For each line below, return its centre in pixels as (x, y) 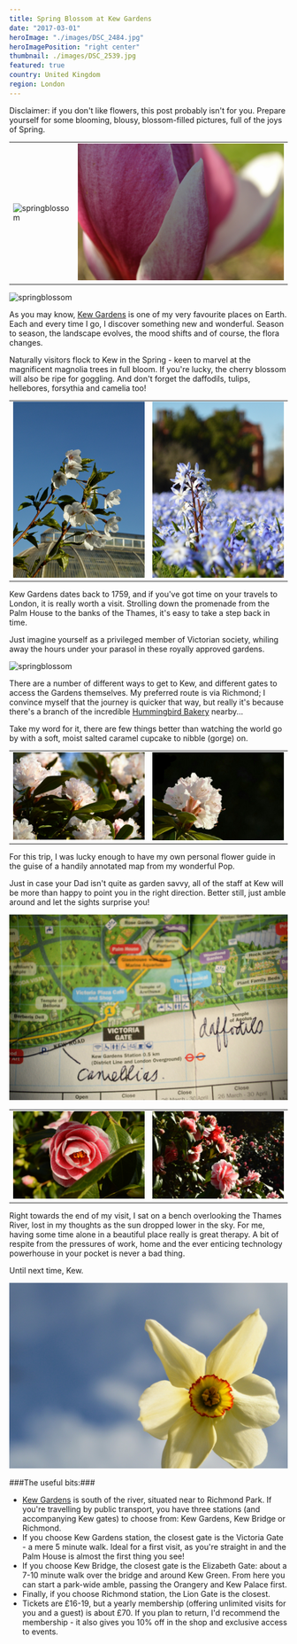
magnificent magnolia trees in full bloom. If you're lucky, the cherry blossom (148, 369)
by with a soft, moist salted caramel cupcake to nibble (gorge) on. (129, 738)
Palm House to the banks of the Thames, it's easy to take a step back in (140, 613)
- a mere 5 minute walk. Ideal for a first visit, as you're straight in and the (154, 1547)
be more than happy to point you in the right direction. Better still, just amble (148, 893)
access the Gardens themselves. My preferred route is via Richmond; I (137, 693)
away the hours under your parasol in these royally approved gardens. (137, 649)
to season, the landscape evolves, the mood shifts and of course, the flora (145, 333)
